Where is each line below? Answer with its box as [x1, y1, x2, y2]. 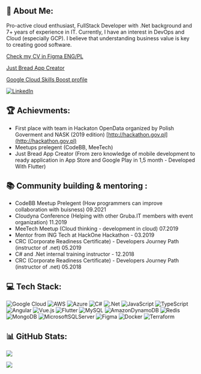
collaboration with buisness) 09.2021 [14, 206, 106, 213]
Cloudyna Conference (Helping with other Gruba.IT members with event [14, 212, 193, 219]
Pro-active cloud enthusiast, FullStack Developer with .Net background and [6, 22, 193, 29]
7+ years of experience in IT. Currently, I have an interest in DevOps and [6, 28, 185, 35]
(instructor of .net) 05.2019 [14, 244, 82, 252]
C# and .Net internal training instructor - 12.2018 [14, 251, 135, 258]
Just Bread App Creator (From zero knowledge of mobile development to [14, 150, 196, 157]
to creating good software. [6, 41, 72, 48]
